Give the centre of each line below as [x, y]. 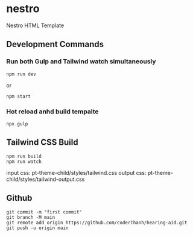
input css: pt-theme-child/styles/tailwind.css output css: [76, 172]
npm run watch [24, 162]
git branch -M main [31, 217]
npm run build [24, 156]
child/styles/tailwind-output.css [46, 179]
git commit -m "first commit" [44, 212]
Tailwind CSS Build [42, 143]
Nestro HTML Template [35, 25]
